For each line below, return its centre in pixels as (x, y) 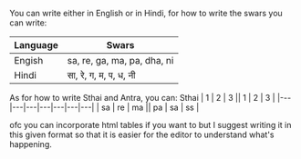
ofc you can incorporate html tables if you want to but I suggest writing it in (150, 125)
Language (36, 45)
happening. (31, 144)
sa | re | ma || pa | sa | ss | (150, 107)
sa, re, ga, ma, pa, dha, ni (120, 60)
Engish (29, 60)
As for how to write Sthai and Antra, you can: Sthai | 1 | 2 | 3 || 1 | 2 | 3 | (142, 98)
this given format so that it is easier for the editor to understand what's (142, 134)
